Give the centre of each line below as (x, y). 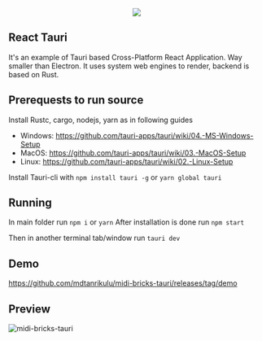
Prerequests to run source (76, 101)
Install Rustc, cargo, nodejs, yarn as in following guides (101, 120)
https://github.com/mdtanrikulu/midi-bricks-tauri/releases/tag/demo (123, 283)
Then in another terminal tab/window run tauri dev (94, 238)
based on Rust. (34, 74)
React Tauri (38, 38)
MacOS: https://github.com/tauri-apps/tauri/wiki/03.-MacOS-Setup (133, 153)
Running (31, 203)
